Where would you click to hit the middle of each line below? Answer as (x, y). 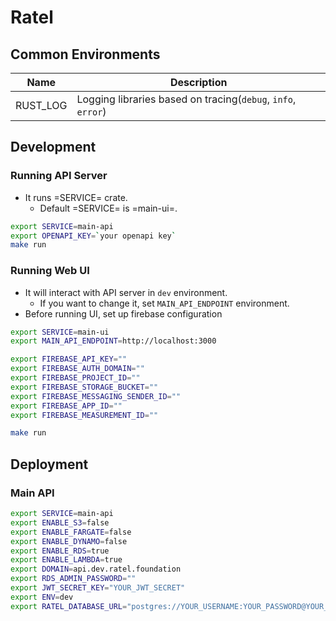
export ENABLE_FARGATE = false (71, 532)
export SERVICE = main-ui (60, 332)
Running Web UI (50, 271)
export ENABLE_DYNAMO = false (69, 541)
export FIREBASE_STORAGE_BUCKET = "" (84, 387)
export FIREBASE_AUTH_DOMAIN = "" (77, 369)
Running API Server (59, 176)
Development (53, 147)
